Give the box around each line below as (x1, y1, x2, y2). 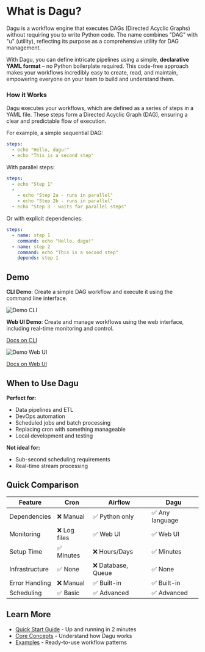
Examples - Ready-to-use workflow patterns (15, 639, 128, 646)
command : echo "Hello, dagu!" (17, 238, 95, 244)
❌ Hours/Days (92, 547, 134, 555)
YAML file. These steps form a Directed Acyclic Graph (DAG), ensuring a (6, 111, 188, 119)
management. (6, 44, 41, 51)
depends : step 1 (17, 255, 59, 261)
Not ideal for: (6, 444, 41, 451)
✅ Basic (57, 588, 80, 597)
